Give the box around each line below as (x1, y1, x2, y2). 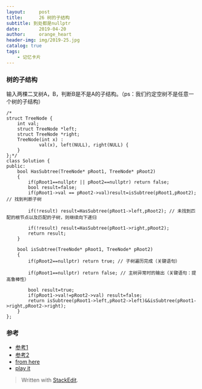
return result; (28, 230, 67, 236)
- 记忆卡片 (17, 54, 41, 60)
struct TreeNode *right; (17, 131, 80, 137)
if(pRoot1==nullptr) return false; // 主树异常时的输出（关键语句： (28, 270, 192, 276)
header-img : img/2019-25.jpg (6, 37, 80, 43)
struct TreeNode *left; (17, 126, 78, 132)
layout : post (6, 9, 50, 15)
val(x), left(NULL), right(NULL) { (38, 142, 129, 148)
